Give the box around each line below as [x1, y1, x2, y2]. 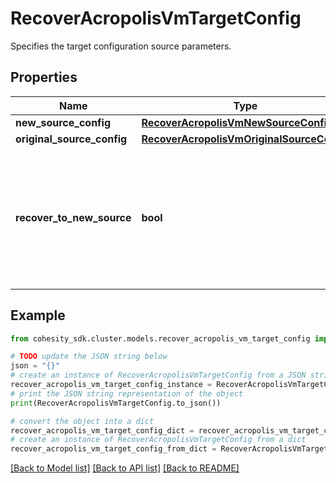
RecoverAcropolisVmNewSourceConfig [141, 115, 334, 129]
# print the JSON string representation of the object [10, 388, 244, 399]
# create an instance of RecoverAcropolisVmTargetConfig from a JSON [10, 370, 307, 381]
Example [10, 307, 66, 324]
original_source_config [15, 132, 128, 146]
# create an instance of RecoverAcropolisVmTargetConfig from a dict [10, 435, 307, 445]
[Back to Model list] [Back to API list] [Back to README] [10, 462, 240, 474]
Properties [10, 69, 78, 86]
